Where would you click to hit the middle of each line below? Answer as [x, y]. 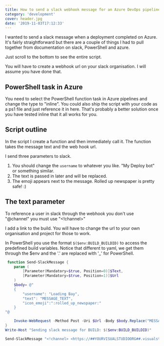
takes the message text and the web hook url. [51, 147]
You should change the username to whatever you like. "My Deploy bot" [83, 165]
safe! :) [19, 186]
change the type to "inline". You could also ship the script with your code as [81, 104]
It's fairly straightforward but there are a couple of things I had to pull [74, 43]
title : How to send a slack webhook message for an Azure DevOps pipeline [83, 10]
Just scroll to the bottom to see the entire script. [53, 57]
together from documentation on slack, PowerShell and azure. [68, 47]
